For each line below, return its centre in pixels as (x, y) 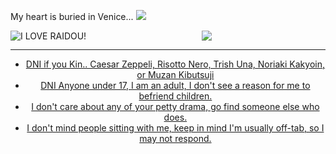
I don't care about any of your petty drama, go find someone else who (175, 106)
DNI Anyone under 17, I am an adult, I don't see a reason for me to (175, 85)
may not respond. (175, 138)
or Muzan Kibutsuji (175, 74)
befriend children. (175, 96)
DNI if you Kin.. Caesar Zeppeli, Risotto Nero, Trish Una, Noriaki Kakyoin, (175, 64)
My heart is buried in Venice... (72, 16)
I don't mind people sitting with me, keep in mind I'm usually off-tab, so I (175, 128)
